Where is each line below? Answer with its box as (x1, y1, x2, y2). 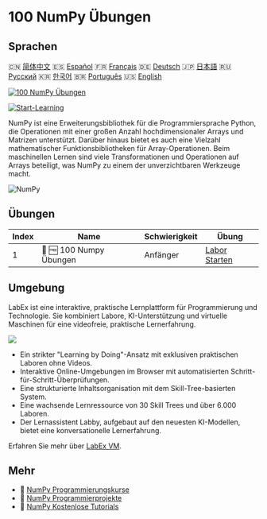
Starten (205, 254, 233, 265)
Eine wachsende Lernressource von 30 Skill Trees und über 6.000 (19, 400, 237, 409)
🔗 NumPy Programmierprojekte (19, 494, 122, 503)
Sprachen (8, 40, 58, 53)
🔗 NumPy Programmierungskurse (19, 485, 130, 494)
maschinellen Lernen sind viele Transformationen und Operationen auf (8, 152, 240, 161)
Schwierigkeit (144, 230, 198, 242)
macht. (8, 169, 32, 178)
